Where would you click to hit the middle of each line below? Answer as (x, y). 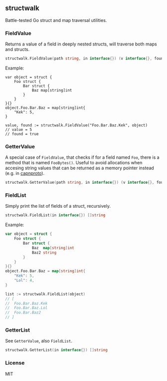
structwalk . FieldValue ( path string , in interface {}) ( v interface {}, (79, 59)
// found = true (22, 134)
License (15, 363)
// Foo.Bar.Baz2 (23, 313)
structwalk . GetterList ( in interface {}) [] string (56, 350)
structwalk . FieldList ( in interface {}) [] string (55, 215)
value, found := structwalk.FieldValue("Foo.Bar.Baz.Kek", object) (77, 125)
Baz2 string (44, 252)
